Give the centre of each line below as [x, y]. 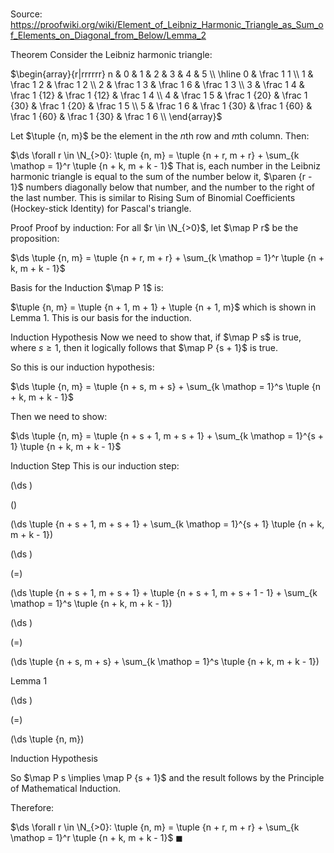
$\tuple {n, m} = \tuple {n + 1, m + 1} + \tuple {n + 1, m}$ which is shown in [163, 307]
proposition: [35, 239]
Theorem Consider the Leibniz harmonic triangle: [111, 55]
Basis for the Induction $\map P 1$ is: [87, 288]
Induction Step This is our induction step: [95, 466]
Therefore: [32, 808]
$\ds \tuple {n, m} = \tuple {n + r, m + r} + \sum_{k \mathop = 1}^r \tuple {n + [167, 258]
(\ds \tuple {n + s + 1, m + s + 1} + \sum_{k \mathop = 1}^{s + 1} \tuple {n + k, [167, 524]
